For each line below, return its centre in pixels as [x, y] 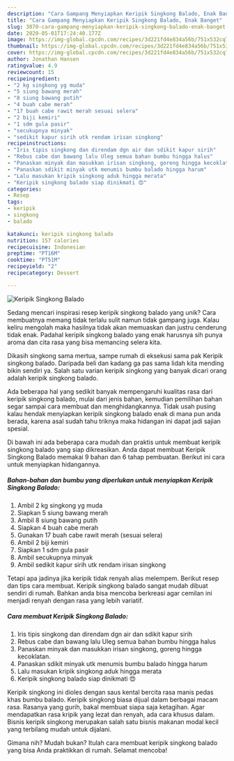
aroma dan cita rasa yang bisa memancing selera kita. [85, 342]
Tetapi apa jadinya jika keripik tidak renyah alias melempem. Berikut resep [113, 578]
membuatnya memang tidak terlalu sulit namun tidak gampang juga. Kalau [113, 320]
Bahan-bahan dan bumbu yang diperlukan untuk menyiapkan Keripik [110, 480]
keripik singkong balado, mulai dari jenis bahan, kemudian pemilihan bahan [115, 399]
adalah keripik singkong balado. [53, 378]
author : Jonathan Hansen [43, 59]
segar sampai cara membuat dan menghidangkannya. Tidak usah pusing [111, 406]
